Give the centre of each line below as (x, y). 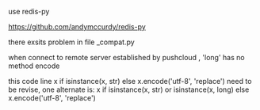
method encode (34, 66)
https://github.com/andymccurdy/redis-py (77, 27)
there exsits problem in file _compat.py (71, 42)
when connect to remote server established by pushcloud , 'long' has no (126, 57)
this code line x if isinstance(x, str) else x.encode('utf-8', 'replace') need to (130, 81)
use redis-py (29, 11)
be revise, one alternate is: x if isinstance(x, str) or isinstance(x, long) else (129, 89)
